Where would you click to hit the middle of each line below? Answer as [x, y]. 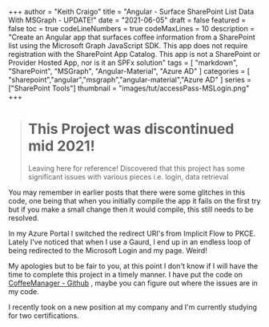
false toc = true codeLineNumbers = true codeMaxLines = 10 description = [131, 28]
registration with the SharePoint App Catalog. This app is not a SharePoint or [134, 54]
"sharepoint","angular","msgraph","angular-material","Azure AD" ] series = [130, 80]
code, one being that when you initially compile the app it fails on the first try [134, 200]
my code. [24, 291]
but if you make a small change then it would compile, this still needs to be [131, 209]
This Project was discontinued [131, 129]
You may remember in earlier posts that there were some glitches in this [127, 192]
